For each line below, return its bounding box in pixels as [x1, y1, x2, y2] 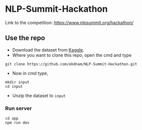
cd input [5, 84, 23, 89]
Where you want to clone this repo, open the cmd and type [12, 52, 132, 58]
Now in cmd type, [12, 70, 48, 76]
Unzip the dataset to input [12, 92, 66, 99]
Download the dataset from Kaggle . [12, 47, 85, 52]
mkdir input [5, 79, 29, 84]
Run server [5, 104, 32, 111]
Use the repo [5, 34, 45, 42]
